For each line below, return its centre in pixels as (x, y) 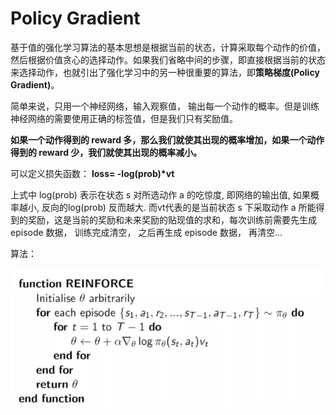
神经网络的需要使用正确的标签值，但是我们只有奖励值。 (124, 118)
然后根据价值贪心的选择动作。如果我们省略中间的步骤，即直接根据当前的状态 (168, 59)
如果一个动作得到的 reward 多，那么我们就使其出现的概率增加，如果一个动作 (167, 139)
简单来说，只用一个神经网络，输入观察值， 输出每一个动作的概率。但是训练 (165, 106)
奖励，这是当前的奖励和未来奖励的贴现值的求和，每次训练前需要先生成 (172, 219)
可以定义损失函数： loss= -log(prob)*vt (92, 173)
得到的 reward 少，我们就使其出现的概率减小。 (106, 152)
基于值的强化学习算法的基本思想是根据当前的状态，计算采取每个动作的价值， (168, 47)
